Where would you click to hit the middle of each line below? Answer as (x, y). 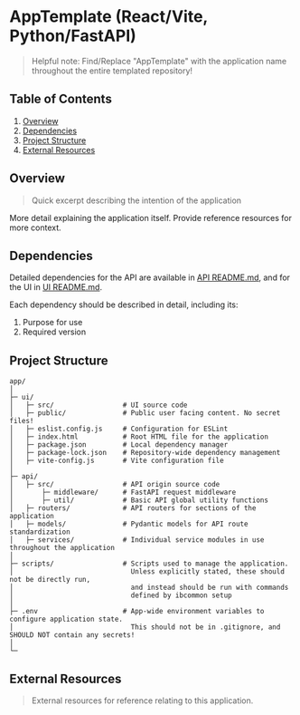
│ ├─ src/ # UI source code (98, 405)
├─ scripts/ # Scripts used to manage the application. (149, 564)
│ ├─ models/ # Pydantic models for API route (129, 524)
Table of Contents (61, 99)
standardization (40, 532)
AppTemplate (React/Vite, (108, 17)
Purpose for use (52, 323)
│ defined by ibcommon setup (121, 595)
